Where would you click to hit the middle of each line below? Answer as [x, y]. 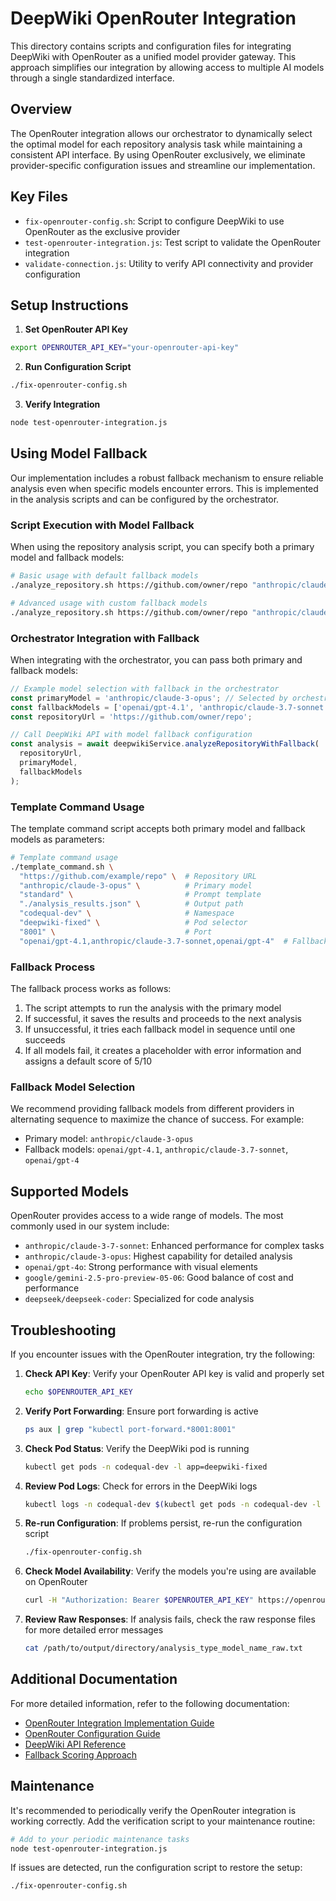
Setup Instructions [69, 305]
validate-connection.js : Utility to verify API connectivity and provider [169, 263]
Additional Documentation [94, 1679]
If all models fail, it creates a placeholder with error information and [163, 1050]
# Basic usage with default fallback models [104, 576]
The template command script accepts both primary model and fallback [158, 828]
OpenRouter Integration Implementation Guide [119, 1723]
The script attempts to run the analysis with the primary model [153, 1008]
